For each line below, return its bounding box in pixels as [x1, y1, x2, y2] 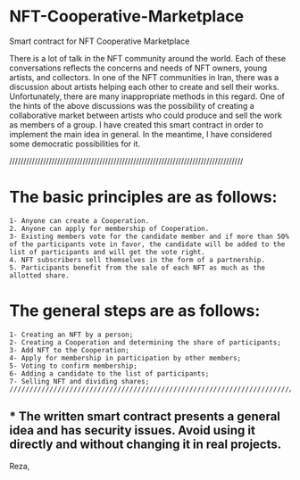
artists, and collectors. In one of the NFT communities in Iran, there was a [9, 71, 279, 82]
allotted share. [9, 270, 70, 280]
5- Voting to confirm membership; [9, 361, 138, 370]
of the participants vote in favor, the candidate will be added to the [9, 239, 286, 249]
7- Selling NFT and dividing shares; [9, 377, 150, 385]
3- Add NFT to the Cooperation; [9, 345, 129, 354]
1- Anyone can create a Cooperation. [9, 216, 150, 225]
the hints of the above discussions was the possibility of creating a [9, 100, 254, 111]
